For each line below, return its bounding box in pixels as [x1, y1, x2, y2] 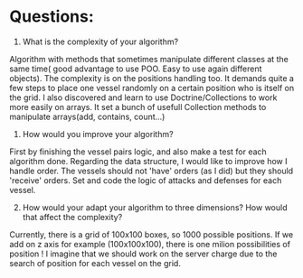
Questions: [9, 6, 95, 27]
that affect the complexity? [22, 211, 123, 222]
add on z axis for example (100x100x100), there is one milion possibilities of [9, 238, 291, 249]
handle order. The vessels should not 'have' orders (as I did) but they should [9, 165, 294, 176]
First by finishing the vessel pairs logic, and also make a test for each [9, 146, 267, 157]
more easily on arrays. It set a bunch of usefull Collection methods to [9, 101, 267, 112]
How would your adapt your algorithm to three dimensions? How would [22, 201, 288, 213]
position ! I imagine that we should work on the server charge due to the [9, 248, 278, 259]
